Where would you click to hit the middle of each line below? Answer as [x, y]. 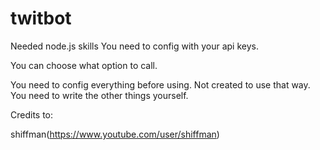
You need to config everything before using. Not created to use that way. [160, 84]
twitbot [41, 18]
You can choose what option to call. [84, 65]
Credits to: [32, 114]
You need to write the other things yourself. [99, 95]
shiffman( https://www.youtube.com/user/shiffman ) [115, 134]
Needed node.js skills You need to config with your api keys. [134, 46]
